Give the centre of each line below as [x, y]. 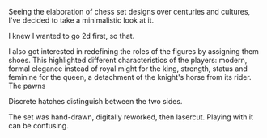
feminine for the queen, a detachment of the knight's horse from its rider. [130, 77]
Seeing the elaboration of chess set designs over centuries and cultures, [129, 12]
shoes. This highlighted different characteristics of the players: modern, [128, 60]
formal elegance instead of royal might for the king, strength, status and [128, 69]
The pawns [27, 86]
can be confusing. [38, 125]
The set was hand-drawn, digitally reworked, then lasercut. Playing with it [131, 117]
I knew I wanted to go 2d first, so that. [72, 36]
